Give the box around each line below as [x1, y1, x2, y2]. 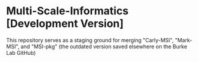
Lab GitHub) [6, 49, 36, 56]
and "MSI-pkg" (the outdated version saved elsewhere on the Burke [20, 43, 188, 50]
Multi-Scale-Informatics [6, 4, 129, 18]
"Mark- [175, 36, 193, 44]
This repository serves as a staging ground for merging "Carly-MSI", [6, 36, 174, 44]
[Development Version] [6, 17, 124, 30]
